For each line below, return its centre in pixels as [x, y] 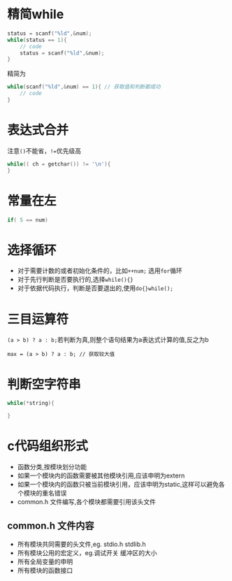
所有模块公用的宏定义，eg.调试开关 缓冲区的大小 [87, 552]
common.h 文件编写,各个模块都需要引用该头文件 [86, 501]
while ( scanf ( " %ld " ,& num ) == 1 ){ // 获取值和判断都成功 [84, 87]
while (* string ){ [31, 403]
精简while [36, 14]
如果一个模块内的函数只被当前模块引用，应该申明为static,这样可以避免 [118, 484]
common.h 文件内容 [51, 526]
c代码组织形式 [48, 446]
